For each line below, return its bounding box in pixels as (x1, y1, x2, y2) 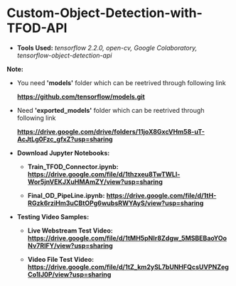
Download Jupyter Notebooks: (16, 148, 110, 157)
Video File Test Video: (27, 255, 94, 263)
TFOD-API (6, 20, 68, 36)
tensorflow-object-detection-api (16, 51, 112, 60)
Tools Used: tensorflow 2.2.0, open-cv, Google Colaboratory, (16, 43, 198, 52)
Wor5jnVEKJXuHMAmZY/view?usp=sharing (27, 177, 163, 186)
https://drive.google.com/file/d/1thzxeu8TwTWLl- (27, 170, 181, 178)
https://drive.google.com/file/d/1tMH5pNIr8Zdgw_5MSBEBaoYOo (27, 233, 227, 242)
